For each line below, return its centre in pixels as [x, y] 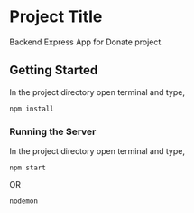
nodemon [24, 201]
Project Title [56, 17]
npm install [32, 109]
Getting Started [54, 70]
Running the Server [53, 131]
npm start [28, 168]
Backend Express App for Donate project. [87, 42]
